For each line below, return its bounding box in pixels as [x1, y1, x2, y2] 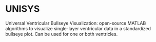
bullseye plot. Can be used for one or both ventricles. [5, 31, 118, 37]
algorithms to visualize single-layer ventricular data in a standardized [5, 25, 151, 31]
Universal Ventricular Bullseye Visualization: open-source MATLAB [5, 20, 146, 26]
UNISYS [5, 3, 40, 15]
